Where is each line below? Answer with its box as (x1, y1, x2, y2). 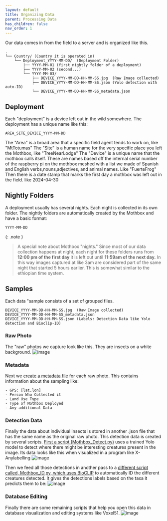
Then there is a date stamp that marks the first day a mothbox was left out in (5, 171, 162, 177)
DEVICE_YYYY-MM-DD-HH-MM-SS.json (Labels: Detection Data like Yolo (5, 316, 151, 321)
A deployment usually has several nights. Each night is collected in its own (5, 204, 158, 210)
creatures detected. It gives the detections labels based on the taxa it (5, 475, 148, 481)
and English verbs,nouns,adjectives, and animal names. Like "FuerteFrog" (5, 166, 157, 172)
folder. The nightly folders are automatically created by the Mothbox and (5, 210, 154, 216)
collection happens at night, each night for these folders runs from (17, 248, 154, 254)
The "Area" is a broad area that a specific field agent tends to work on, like (5, 139, 159, 145)
